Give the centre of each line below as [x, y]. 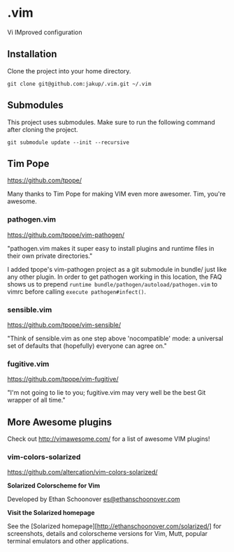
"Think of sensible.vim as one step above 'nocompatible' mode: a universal [115, 338]
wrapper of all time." [36, 400]
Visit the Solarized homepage [51, 513]
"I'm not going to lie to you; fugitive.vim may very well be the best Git [107, 393]
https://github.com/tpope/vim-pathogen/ [66, 235]
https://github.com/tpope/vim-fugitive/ [63, 379]
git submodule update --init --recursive [68, 142]
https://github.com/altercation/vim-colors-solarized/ [83, 472]
